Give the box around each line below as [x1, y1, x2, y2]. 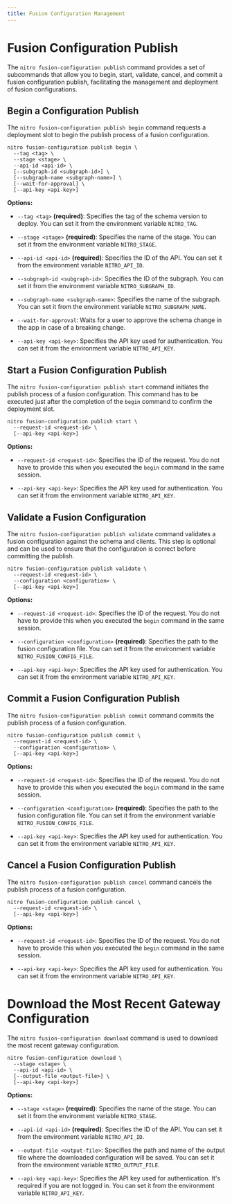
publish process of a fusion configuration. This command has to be [7, 390, 199, 398]
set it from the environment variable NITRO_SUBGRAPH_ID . [17, 282, 176, 290]
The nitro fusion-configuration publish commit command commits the [7, 711, 215, 719]
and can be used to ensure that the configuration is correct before [7, 545, 196, 553]
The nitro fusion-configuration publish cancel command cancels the [7, 878, 213, 886]
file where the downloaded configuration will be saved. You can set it [17, 1153, 215, 1161]
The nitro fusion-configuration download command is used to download [7, 1034, 218, 1042]
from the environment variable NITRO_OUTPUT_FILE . [17, 1160, 161, 1169]
